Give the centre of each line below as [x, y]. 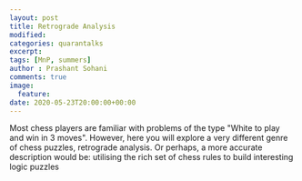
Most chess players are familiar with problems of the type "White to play [145, 128]
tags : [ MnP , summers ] [50, 60]
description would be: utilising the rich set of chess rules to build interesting [151, 157]
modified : [28, 35]
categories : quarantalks [56, 43]
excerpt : [26, 52]
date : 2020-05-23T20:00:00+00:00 [73, 102]
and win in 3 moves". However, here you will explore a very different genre [149, 138]
